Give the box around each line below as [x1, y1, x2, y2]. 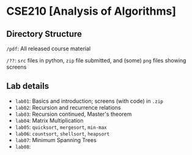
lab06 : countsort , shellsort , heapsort [15, 130, 110, 137]
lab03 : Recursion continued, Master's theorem [15, 110, 132, 118]
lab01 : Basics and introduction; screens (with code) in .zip [15, 97, 164, 105]
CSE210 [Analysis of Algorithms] [6, 4, 176, 18]
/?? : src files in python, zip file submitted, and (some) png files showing [6, 57, 186, 64]
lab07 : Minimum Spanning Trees [15, 136, 97, 143]
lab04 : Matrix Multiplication [15, 116, 84, 124]
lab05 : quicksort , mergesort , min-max [15, 123, 107, 130]
